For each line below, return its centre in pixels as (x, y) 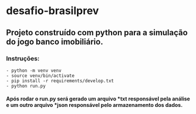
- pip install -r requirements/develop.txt (60, 81)
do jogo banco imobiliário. (55, 41)
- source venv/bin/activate (40, 76)
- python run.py (26, 86)
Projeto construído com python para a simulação (97, 33)
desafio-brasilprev (53, 11)
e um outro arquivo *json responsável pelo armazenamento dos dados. (94, 105)
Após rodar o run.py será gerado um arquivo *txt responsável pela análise (98, 99)
